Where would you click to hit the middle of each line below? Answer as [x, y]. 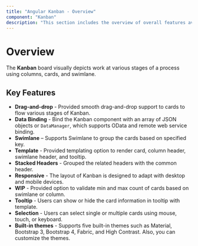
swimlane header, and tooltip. [50, 157]
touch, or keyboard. [39, 220]
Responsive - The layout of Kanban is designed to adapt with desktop [100, 176]
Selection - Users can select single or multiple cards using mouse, [95, 213]
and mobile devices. [39, 182]
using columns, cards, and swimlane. [51, 74]
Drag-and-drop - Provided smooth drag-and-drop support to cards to [100, 107]
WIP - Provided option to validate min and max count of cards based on [102, 188]
